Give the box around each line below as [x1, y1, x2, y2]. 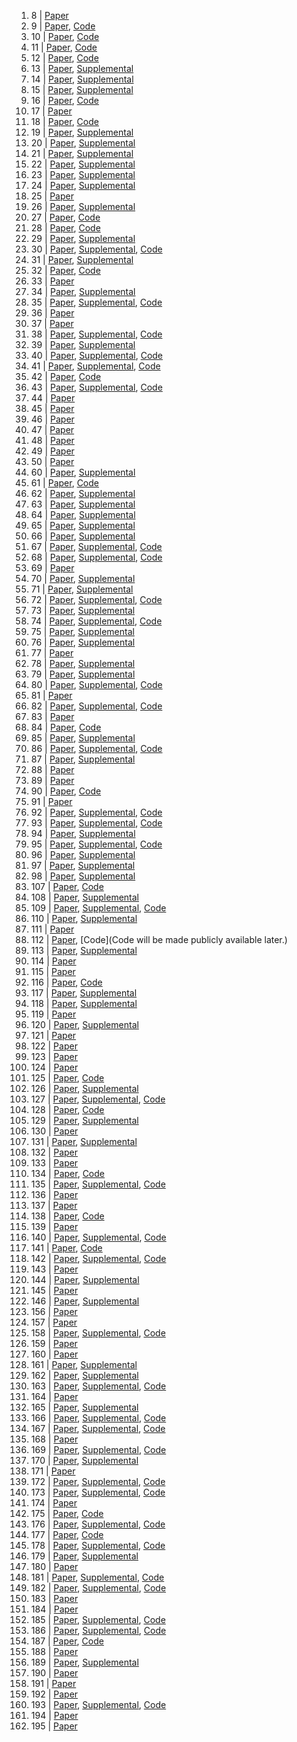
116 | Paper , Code [30, 976, 103, 988]
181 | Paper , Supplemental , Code [30, 1571, 165, 1583]
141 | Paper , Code [30, 1242, 103, 1254]
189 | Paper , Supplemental [30, 1656, 139, 1668]
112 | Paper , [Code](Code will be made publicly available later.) [30, 934, 288, 945]
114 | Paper [30, 955, 77, 967]
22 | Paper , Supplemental [30, 158, 136, 170]
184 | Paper [30, 1603, 79, 1615]
